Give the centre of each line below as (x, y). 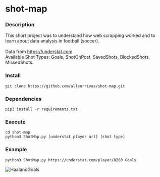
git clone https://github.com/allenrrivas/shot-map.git (65, 86)
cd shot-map (18, 132)
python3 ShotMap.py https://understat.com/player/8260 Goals (71, 160)
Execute (16, 122)
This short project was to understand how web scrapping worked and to (80, 35)
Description (20, 25)
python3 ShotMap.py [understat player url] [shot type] (65, 137)
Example (16, 150)
